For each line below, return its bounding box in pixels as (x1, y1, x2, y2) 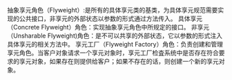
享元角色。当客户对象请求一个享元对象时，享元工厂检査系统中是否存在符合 (7, 49, 219, 57)
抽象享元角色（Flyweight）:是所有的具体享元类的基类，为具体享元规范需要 (7, 6, 218, 14)
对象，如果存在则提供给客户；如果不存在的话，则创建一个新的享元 (30, 57, 219, 65)
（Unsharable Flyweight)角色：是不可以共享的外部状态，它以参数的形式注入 (7, 31, 223, 40)
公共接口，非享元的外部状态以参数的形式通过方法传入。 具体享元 (19, 14, 202, 23)
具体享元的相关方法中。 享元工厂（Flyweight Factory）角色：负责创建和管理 (7, 40, 223, 48)
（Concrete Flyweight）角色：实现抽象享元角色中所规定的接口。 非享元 (7, 23, 210, 31)
